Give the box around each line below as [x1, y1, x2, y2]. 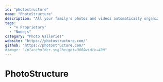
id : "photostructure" [5, 7, 49, 12]
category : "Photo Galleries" [5, 34, 64, 39]
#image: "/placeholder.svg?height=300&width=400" [5, 47, 108, 52]
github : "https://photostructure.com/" [5, 43, 86, 48]
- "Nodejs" [9, 29, 32, 34]
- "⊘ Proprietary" [9, 25, 47, 30]
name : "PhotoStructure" [5, 12, 53, 16]
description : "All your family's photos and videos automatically [5, 16, 142, 21]
